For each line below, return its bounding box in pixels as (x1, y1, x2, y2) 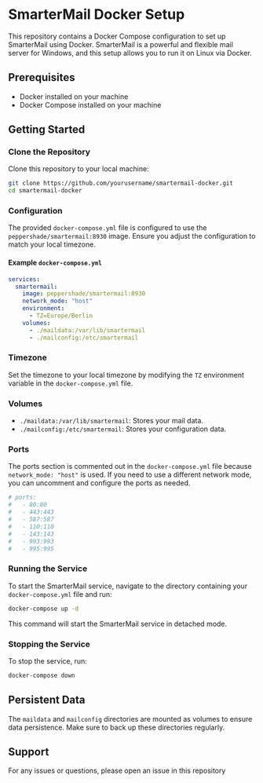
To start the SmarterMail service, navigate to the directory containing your (8, 581, 248, 591)
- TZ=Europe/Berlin (28, 312, 93, 320)
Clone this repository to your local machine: (8, 164, 149, 174)
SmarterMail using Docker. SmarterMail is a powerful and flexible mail (8, 39, 234, 49)
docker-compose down (8, 671, 76, 679)
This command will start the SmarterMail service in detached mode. (8, 619, 228, 628)
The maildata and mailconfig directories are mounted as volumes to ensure (8, 714, 253, 723)
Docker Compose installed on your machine (19, 100, 162, 109)
